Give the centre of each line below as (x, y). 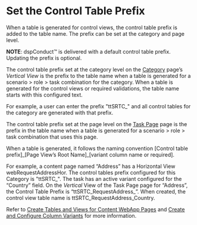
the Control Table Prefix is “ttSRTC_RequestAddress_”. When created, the (96, 191)
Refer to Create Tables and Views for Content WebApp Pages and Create (96, 209)
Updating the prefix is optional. (44, 58)
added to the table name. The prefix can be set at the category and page (95, 33)
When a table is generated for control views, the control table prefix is (92, 27)
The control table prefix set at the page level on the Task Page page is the (97, 124)
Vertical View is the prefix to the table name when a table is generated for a (98, 76)
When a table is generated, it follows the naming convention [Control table (97, 148)
